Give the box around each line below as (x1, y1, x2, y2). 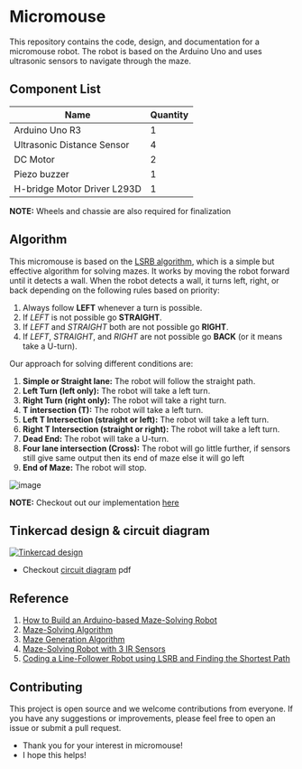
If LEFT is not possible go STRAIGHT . (22, 312, 162, 323)
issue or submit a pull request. (9, 723, 122, 733)
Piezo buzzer (14, 167, 69, 180)
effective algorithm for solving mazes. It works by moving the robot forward (9, 265, 290, 277)
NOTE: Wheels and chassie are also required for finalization (9, 205, 232, 216)
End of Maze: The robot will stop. (22, 462, 147, 473)
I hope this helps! (22, 750, 87, 760)
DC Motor (14, 153, 56, 165)
